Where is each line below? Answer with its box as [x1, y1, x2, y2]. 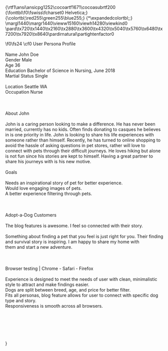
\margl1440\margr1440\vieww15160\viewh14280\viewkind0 [5, 20, 128, 26]
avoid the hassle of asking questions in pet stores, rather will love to [5, 143, 145, 148]
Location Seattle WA [5, 84, 48, 90]
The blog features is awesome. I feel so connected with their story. [5, 223, 143, 229]
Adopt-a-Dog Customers [5, 212, 57, 218]
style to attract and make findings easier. [5, 282, 89, 288]
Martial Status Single [5, 73, 48, 79]
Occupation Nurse [5, 89, 43, 95]
